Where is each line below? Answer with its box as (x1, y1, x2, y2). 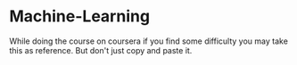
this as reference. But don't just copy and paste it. (9, 45, 193, 55)
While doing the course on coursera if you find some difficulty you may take (9, 36, 288, 46)
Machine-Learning (9, 6, 150, 27)
